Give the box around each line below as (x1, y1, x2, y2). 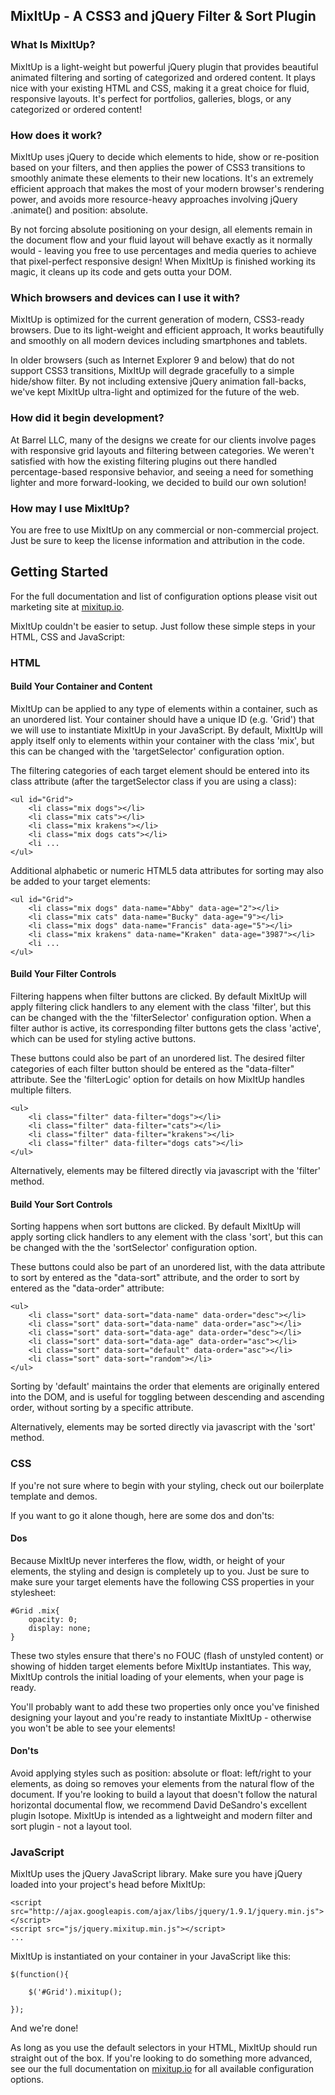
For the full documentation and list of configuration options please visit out (10, 590, 318, 602)
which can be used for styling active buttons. (10, 1033, 197, 1045)
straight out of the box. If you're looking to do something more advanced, (10, 2052, 313, 2064)
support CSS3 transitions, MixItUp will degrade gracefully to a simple (10, 365, 295, 377)
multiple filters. (10, 1084, 72, 1096)
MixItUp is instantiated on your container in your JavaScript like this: (10, 1950, 292, 1963)
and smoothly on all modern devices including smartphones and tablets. (10, 335, 308, 347)
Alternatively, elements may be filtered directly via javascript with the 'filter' (10, 1165, 322, 1177)
